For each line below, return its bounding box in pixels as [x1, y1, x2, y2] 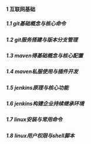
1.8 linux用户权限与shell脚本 [6, 132, 75, 139]
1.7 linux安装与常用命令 [6, 116, 63, 123]
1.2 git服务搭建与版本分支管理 [6, 36, 78, 43]
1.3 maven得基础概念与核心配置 [6, 52, 83, 59]
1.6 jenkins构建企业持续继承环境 [6, 100, 84, 107]
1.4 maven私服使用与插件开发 [6, 68, 78, 75]
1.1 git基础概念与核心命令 [6, 20, 66, 27]
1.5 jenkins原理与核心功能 [6, 84, 69, 91]
